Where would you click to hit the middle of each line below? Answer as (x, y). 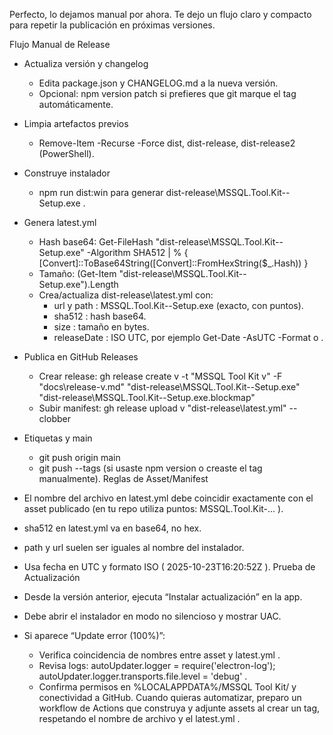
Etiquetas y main (58, 438)
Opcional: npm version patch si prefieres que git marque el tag (167, 93)
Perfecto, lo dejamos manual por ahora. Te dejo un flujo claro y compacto (160, 14)
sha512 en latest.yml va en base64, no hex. (112, 528)
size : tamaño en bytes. (101, 327)
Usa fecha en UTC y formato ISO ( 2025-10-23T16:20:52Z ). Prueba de (169, 567)
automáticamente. (76, 104)
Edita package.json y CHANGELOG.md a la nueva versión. (158, 83)
